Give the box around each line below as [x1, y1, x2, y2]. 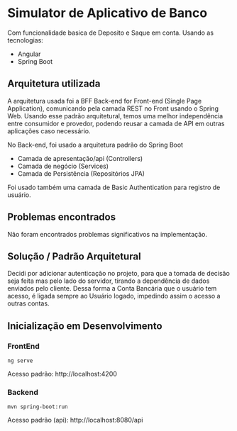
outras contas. [7, 299, 50, 308]
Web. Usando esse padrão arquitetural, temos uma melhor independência [7, 111, 224, 120]
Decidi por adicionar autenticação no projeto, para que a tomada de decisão [7, 269, 231, 278]
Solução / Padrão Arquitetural [7, 250, 141, 262]
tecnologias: [7, 35, 44, 44]
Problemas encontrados [7, 211, 116, 223]
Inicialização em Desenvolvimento [7, 320, 162, 332]
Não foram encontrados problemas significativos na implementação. [7, 230, 208, 238]
